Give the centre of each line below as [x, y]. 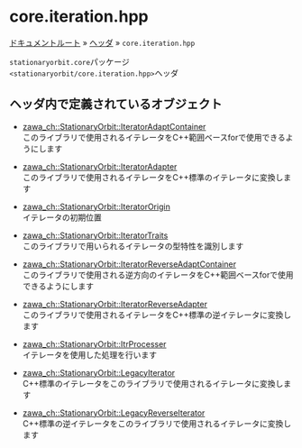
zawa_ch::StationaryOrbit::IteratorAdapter [100, 166]
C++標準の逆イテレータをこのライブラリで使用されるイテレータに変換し [156, 423]
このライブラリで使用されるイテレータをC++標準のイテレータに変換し [153, 177]
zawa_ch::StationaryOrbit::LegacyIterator [99, 372]
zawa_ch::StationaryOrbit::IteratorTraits [95, 235]
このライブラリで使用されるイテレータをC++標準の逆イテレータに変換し [156, 315]
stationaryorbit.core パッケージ [69, 61]
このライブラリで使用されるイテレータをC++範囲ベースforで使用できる [154, 137]
